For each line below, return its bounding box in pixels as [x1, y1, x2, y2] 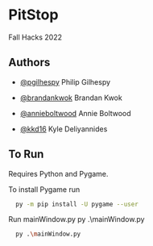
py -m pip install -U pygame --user [15, 200, 139, 208]
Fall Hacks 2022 [8, 32, 63, 42]
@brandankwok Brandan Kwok [19, 93, 122, 102]
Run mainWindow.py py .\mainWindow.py [8, 215, 145, 224]
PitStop [8, 6, 59, 24]
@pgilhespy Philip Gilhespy [19, 77, 111, 86]
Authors [8, 56, 51, 69]
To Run [8, 148, 44, 161]
